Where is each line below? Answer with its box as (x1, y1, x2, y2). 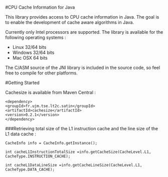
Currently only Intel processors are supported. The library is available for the (5, 29, 163, 35)
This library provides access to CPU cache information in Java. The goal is (5, 14, 159, 20)
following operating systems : (5, 35, 66, 40)
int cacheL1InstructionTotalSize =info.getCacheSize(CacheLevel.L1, (5, 149, 151, 154)
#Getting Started (5, 80, 40, 85)
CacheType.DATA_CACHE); (5, 167, 55, 172)
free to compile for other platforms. (5, 70, 78, 76)
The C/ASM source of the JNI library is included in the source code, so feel (5, 65, 160, 70)
